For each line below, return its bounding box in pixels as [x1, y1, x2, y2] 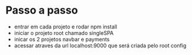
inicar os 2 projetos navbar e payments [14, 35, 110, 43]
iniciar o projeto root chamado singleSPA [14, 29, 114, 36]
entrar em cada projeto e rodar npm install [14, 23, 117, 30]
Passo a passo [5, 4, 78, 17]
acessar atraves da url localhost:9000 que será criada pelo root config [14, 42, 187, 49]
